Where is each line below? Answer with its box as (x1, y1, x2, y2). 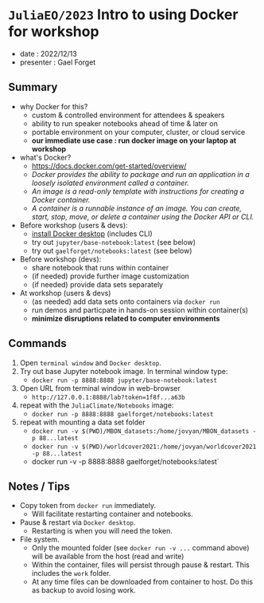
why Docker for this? (19, 101, 88, 111)
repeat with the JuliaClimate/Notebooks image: (19, 400, 174, 410)
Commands (8, 337, 68, 350)
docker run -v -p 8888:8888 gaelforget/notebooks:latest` (31, 456, 220, 466)
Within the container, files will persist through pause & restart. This (31, 560, 250, 569)
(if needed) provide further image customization (31, 271, 189, 281)
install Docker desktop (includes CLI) (31, 229, 153, 238)
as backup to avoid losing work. (31, 585, 137, 595)
